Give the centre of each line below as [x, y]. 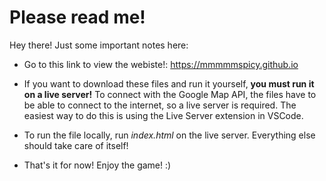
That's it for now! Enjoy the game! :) [97, 165]
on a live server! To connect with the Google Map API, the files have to [170, 94]
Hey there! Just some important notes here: [99, 45]
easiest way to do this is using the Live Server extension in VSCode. [163, 115]
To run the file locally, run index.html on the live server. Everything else [169, 135]
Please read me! [77, 17]
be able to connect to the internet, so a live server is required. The [160, 105]
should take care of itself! [76, 145]
